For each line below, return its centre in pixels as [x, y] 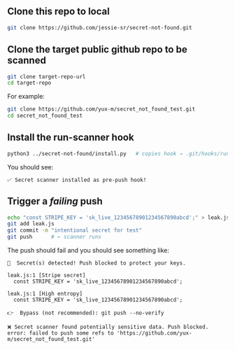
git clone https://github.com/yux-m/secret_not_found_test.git [101, 109]
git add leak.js [31, 224]
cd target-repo [29, 83]
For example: [26, 97]
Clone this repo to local [58, 12]
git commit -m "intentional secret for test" [74, 230]
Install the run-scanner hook [71, 138]
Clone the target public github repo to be [97, 49]
